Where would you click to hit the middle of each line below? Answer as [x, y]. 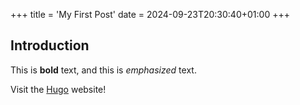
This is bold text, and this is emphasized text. [103, 70]
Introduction [50, 45]
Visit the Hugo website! [58, 89]
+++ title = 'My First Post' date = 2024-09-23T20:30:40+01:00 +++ [150, 14]
